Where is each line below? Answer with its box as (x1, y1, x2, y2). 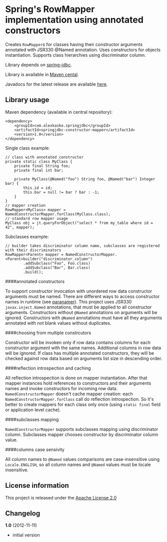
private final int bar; (14, 168, 64, 173)
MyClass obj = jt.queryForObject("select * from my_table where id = (5, 220, 153, 225)
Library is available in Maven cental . (5, 71, 79, 77)
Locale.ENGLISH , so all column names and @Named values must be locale (5, 461, 151, 467)
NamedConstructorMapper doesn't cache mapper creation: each (5, 391, 133, 397)
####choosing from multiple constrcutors (5, 330, 91, 336)
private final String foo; (14, 163, 70, 168)
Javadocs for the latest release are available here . (5, 81, 108, 87)
